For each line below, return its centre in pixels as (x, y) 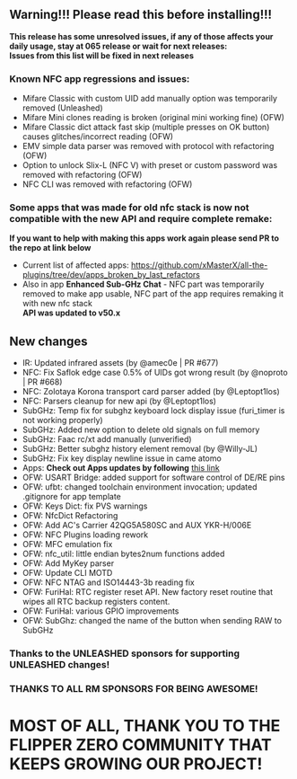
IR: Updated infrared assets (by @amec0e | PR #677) (120, 363)
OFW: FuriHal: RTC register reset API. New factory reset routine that (148, 592)
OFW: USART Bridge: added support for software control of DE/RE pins (153, 478)
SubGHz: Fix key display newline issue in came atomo (122, 458)
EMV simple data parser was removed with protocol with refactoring (148, 146)
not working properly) (62, 420)
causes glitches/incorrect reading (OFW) (97, 137)
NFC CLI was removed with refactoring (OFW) (107, 184)
